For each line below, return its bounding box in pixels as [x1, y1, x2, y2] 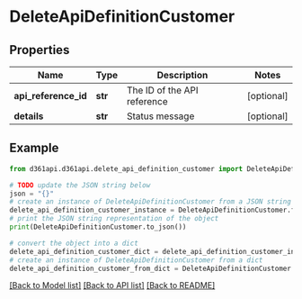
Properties [9, 42, 70, 58]
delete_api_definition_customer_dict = [9, 247, 159, 256]
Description [156, 69, 209, 81]
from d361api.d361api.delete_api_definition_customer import [9, 164, 244, 173]
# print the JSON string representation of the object [9, 214, 219, 223]
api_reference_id [13, 90, 87, 102]
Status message [126, 110, 195, 122]
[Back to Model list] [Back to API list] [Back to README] [9, 280, 216, 291]
